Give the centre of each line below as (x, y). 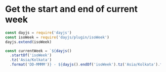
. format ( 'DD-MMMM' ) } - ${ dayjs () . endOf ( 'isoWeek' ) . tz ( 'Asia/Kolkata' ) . (85, 65)
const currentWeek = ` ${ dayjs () (38, 51)
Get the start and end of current (71, 9)
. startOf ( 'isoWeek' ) (31, 55)
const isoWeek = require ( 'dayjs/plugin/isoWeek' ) (57, 37)
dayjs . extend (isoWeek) (28, 42)
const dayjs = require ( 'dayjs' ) (38, 33)
